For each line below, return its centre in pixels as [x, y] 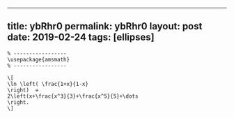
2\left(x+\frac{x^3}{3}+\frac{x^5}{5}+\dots [73, 96]
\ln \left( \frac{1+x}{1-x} [48, 84]
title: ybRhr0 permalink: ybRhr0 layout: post [105, 26]
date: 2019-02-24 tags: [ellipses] [81, 37]
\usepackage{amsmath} [39, 59]
